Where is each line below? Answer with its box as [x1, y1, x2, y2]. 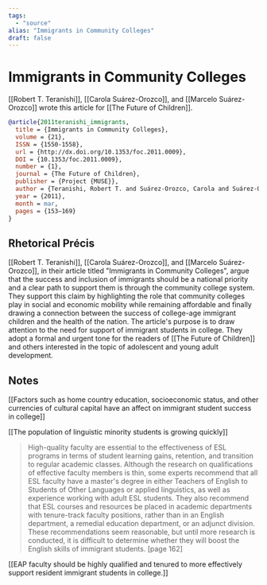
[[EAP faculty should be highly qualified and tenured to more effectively [8, 560, 242, 569]
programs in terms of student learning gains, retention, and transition [27, 451, 254, 461]
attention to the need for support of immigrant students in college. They [8, 326, 243, 335]
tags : [8, 11, 26, 20]
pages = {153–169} [15, 207, 77, 215]
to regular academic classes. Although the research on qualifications [27, 459, 253, 470]
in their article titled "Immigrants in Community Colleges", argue [41, 266, 250, 275]
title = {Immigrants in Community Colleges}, [15, 126, 169, 134]
